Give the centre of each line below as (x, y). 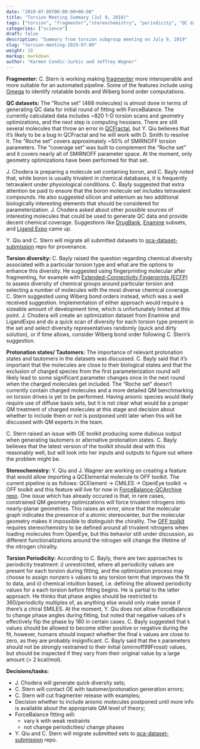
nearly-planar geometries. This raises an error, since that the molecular (93, 508)
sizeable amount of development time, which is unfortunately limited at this (98, 309)
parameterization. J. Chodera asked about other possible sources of (90, 209)
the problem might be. (33, 459)
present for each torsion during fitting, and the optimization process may (95, 571)
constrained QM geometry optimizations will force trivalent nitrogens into (96, 502)
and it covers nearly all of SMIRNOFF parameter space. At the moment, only (99, 153)
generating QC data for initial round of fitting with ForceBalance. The (90, 109)
